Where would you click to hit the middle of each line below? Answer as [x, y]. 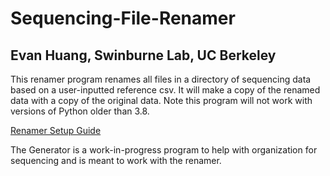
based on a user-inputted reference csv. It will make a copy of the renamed [165, 90]
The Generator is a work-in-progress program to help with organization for [164, 150]
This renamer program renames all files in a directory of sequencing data [161, 79]
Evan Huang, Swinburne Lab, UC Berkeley [143, 55]
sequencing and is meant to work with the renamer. [116, 160]
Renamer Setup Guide [56, 130]
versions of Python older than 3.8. [80, 111]
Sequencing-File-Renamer [123, 18]
